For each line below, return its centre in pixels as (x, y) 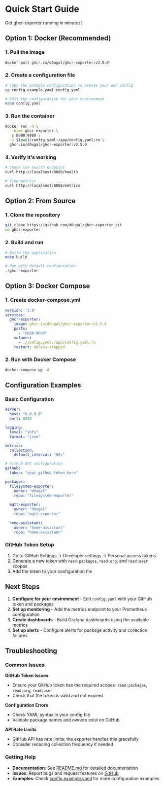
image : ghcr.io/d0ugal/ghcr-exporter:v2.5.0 (60, 324)
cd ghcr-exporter (23, 230)
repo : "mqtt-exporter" (37, 514)
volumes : (23, 338)
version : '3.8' (21, 310)
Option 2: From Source (40, 201)
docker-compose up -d (27, 370)
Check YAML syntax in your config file (51, 715)
